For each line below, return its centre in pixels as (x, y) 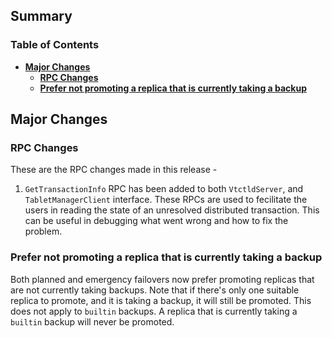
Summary (41, 16)
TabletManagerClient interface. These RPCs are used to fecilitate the (166, 200)
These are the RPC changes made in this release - (114, 170)
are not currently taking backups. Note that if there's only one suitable (155, 290)
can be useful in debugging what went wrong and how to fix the (156, 221)
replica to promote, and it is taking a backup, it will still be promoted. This (161, 300)
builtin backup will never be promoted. (92, 321)
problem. (43, 231)
